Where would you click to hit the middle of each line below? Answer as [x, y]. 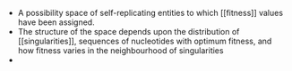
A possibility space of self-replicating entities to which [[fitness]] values [150, 13]
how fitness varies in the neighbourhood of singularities [120, 51]
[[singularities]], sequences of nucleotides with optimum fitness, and [145, 41]
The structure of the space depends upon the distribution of [129, 32]
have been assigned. [56, 22]
